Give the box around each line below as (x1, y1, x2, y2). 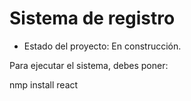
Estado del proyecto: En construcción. (23, 40, 182, 52)
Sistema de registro (9, 7, 176, 30)
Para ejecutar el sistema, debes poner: (9, 59, 169, 71)
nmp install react (9, 78, 79, 91)
